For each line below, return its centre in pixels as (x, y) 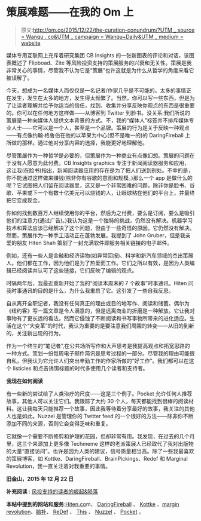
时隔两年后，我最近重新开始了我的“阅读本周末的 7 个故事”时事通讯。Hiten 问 (100, 283)
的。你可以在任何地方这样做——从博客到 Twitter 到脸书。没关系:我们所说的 (98, 113)
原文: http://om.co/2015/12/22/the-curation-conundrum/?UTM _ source (108, 30)
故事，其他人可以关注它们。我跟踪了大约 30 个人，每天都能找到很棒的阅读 (98, 401)
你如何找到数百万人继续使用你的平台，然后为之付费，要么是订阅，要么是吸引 (100, 213)
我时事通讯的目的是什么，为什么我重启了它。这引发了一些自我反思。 (90, 290)
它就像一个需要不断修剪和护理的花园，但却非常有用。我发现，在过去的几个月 (100, 436)
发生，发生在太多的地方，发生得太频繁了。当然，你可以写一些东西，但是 (100, 98)
